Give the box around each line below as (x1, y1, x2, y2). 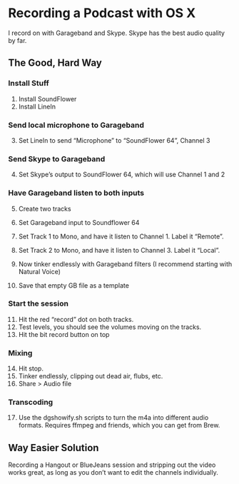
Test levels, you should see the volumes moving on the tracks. (18, 323, 202, 331)
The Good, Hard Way (8, 57, 102, 69)
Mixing (8, 348, 33, 358)
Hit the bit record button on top (18, 330, 110, 338)
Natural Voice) (18, 267, 61, 276)
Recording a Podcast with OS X (8, 5, 196, 21)
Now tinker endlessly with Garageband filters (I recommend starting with (18, 259, 233, 268)
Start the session (8, 298, 68, 308)
